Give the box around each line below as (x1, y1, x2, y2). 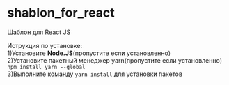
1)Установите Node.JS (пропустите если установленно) (7, 49, 171, 57)
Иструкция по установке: (7, 41, 82, 49)
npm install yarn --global (7, 63, 86, 70)
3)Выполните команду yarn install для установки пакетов (7, 70, 183, 78)
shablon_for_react (7, 5, 115, 21)
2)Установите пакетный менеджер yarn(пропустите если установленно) (7, 56, 223, 64)
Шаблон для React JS (7, 28, 71, 36)
